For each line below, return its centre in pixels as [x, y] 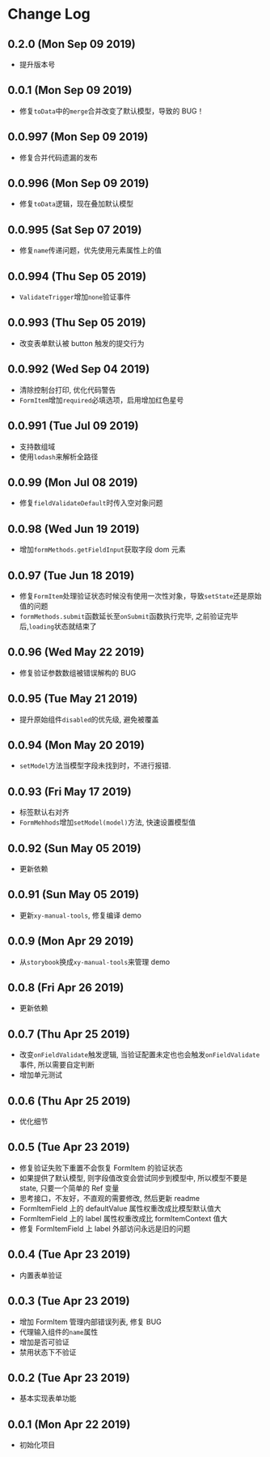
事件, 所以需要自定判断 [57, 1065]
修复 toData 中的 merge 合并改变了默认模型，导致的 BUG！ [112, 111]
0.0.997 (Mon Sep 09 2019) [78, 137]
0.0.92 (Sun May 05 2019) [75, 848]
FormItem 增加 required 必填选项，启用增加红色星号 [101, 400]
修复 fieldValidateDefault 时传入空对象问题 [91, 503]
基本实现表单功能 [48, 1399]
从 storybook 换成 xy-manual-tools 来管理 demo [95, 961]
